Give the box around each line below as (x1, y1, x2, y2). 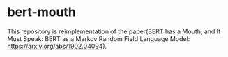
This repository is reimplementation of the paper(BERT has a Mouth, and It (7, 27, 221, 35)
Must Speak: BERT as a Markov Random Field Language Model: (7, 34, 190, 42)
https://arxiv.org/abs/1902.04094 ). (7, 42, 107, 50)
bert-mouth (7, 4, 77, 20)
